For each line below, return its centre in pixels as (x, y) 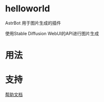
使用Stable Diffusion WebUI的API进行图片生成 (52, 33)
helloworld (28, 9)
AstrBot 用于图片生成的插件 (33, 23)
